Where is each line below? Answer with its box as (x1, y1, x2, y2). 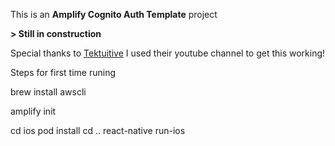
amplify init (10, 105, 57, 117)
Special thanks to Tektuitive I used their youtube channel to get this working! (10, 47, 326, 59)
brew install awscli (10, 86, 87, 98)
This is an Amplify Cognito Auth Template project (10, 9, 218, 20)
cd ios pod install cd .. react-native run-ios (10, 125, 186, 136)
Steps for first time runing (10, 67, 117, 78)
